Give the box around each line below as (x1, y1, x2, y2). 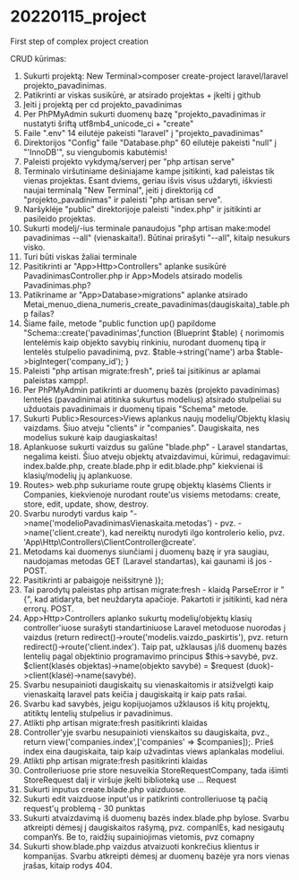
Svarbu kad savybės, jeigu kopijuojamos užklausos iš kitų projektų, (22, 698, 270, 709)
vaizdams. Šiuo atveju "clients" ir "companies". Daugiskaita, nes (22, 423, 260, 433)
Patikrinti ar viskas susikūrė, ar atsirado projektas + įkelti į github (22, 90, 261, 100)
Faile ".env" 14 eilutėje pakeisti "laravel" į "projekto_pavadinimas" (22, 127, 263, 138)
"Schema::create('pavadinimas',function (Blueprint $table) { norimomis (22, 327, 285, 337)
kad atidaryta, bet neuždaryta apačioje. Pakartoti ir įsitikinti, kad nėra (34, 594, 288, 604)
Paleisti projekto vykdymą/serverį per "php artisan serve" (22, 156, 235, 167)
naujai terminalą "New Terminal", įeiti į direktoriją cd (22, 184, 214, 195)
